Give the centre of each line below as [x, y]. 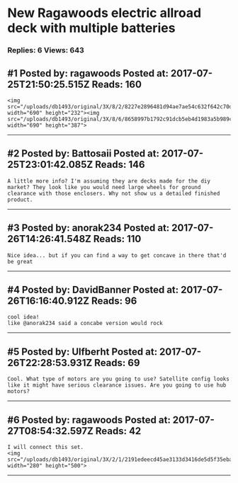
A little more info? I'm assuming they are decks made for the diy [109, 181]
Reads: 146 [120, 165]
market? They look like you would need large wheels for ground [104, 187]
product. [20, 200]
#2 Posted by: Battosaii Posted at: [83, 154]
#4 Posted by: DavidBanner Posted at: [93, 289]
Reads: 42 [118, 431]
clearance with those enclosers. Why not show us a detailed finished [114, 193]
